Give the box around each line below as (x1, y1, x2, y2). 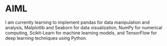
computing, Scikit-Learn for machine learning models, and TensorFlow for (5, 30, 157, 36)
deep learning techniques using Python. (5, 35, 87, 41)
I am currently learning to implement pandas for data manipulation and (5, 19, 150, 25)
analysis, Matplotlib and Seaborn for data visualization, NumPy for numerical (5, 24, 163, 30)
